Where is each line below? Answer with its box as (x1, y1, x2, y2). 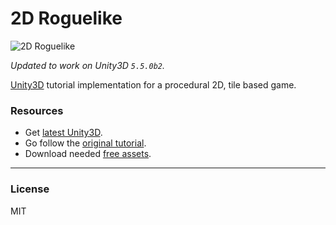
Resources (10, 103, 64, 117)
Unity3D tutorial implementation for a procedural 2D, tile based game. (10, 78, 297, 91)
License (10, 182, 50, 196)
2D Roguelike (10, 7, 123, 30)
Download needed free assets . (24, 148, 152, 160)
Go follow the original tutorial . (24, 137, 147, 149)
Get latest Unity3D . (24, 127, 103, 139)
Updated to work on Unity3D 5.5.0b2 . (10, 59, 165, 71)
